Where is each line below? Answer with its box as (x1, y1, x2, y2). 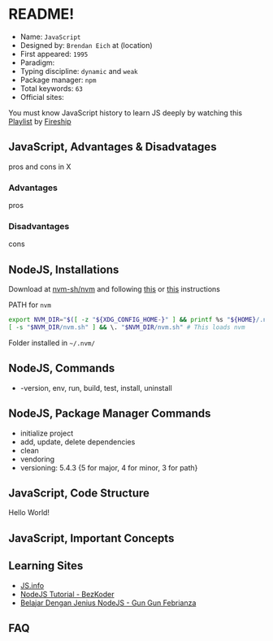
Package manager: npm (19, 75, 97, 84)
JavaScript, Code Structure (8, 486, 150, 500)
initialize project (19, 428, 74, 438)
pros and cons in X (8, 162, 71, 171)
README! (8, 5, 75, 24)
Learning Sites (8, 559, 84, 573)
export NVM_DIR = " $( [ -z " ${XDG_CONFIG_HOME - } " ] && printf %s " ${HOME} (8, 316, 257, 324)
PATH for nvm (8, 300, 51, 310)
